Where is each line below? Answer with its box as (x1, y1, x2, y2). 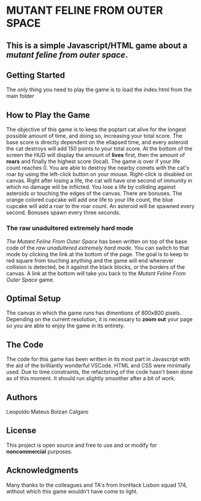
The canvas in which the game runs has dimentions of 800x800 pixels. (6, 309, 182, 316)
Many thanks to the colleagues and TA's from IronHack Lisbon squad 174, (6, 481, 188, 488)
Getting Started (6, 70, 65, 80)
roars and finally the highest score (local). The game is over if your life (6, 158, 181, 165)
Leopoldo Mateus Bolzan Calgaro (6, 408, 89, 415)
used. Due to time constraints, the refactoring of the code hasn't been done (6, 368, 193, 376)
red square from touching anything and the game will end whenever (6, 257, 174, 264)
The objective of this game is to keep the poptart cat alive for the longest (6, 126, 187, 133)
